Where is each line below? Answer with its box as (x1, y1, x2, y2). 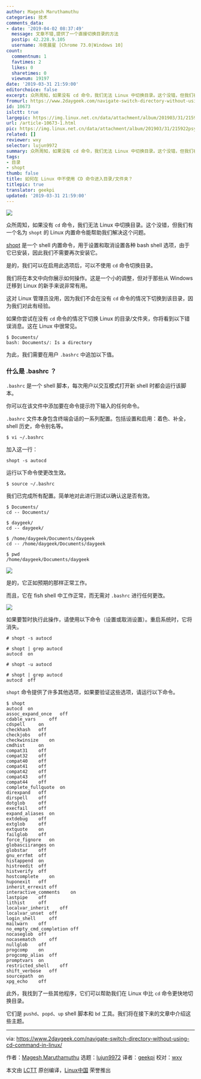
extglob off (6, 821, 47, 827)
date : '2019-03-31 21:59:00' (6, 82, 79, 88)
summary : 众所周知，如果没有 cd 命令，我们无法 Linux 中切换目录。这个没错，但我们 (6, 148, 193, 154)
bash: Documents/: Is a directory (6, 339, 93, 345)
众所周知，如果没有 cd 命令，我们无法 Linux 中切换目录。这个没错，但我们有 (6, 221, 193, 228)
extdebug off (6, 816, 47, 822)
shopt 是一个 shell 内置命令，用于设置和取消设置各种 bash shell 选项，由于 (6, 241, 190, 249)
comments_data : (6, 20, 44, 26)
